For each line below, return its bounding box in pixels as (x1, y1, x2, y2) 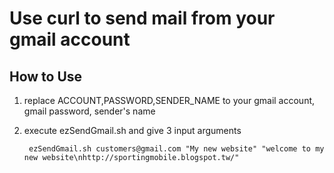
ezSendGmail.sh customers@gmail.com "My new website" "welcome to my (28, 144, 325, 154)
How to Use (9, 68, 83, 85)
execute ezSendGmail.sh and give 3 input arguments (23, 125, 242, 136)
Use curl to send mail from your (9, 7, 276, 30)
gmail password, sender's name (23, 105, 156, 117)
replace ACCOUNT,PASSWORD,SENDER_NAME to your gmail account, (23, 95, 316, 106)
